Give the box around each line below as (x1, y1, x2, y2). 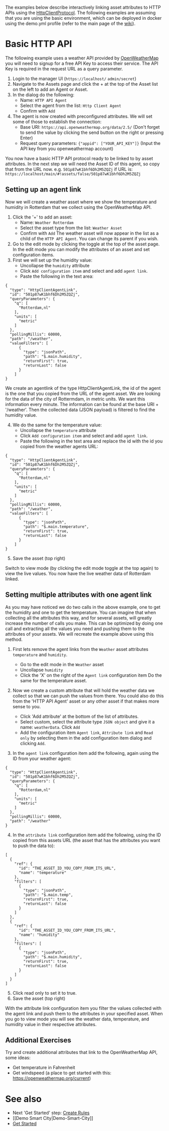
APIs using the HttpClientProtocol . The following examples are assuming (5, 10, 156, 16)
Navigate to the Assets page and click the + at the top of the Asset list (12, 81, 158, 87)
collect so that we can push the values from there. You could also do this (12, 692, 164, 699)
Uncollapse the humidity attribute (20, 262, 90, 268)
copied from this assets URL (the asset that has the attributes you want (12, 837, 160, 843)
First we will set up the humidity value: (12, 257, 92, 263)
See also (5, 1093, 42, 1105)
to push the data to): (12, 843, 55, 849)
